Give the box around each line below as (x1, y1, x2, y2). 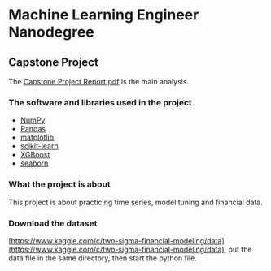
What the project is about (8, 179, 111, 190)
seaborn (20, 158, 49, 168)
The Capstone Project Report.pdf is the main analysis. (8, 77, 190, 86)
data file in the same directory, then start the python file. (8, 253, 197, 263)
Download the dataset (8, 217, 98, 229)
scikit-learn (20, 141, 59, 151)
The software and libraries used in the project (8, 97, 193, 108)
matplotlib (20, 132, 55, 143)
